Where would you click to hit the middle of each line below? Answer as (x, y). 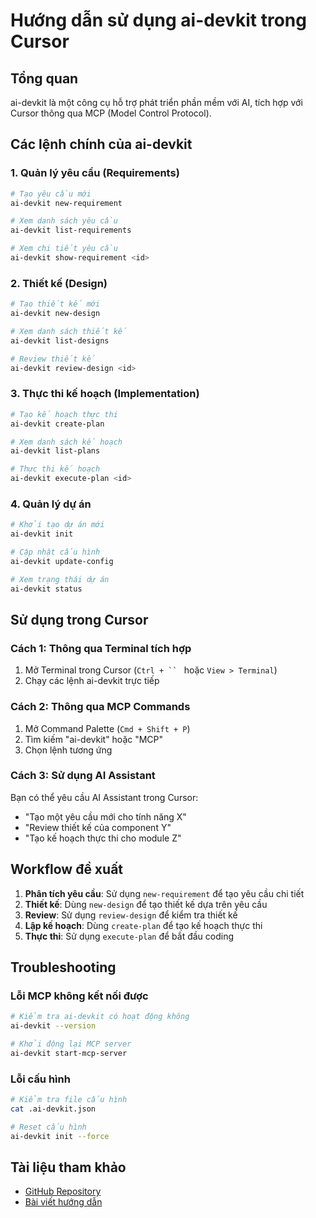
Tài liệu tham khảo (68, 1167)
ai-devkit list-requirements (71, 230)
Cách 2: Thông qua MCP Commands (100, 707)
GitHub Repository (63, 1191)
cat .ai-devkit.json (53, 1109)
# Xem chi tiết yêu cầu (64, 249)
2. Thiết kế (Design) (59, 283)
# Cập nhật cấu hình (55, 552)
